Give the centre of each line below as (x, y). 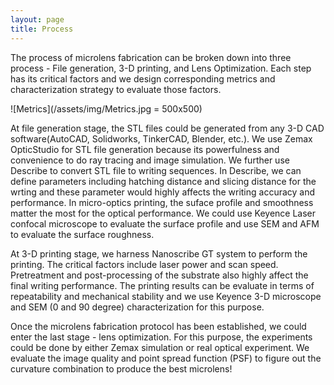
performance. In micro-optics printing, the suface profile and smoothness (162, 202)
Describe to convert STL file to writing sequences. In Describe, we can (156, 170)
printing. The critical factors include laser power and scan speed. (144, 264)
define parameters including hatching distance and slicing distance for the (163, 181)
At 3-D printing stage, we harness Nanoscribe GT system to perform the (159, 253)
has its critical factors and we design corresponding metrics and (143, 78)
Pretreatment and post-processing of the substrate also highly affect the (159, 275)
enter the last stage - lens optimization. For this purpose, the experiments (161, 337)
